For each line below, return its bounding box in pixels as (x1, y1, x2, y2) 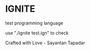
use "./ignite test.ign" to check (5, 30, 69, 36)
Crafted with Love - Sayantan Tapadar (5, 39, 85, 46)
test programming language (5, 20, 64, 26)
